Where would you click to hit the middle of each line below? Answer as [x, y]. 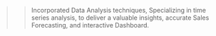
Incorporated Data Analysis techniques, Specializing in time [118, 10]
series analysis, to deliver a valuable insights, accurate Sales [120, 18]
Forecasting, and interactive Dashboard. [90, 25]
